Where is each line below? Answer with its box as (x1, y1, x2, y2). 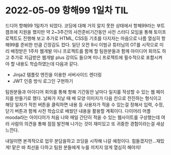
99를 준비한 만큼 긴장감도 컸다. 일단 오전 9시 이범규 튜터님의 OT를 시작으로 (9, 41, 159, 47)
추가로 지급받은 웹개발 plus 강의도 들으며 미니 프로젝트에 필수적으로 (10, 54, 145, 60)
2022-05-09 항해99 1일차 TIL (5, 5, 129, 16)
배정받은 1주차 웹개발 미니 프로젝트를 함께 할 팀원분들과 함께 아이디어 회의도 (10, 48, 161, 54)
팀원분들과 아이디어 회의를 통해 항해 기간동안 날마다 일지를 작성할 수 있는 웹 (5, 89, 155, 95)
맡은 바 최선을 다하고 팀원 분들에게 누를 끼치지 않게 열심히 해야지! (12, 144, 141, 150)
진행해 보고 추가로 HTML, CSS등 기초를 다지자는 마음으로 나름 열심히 (22, 35, 161, 41)
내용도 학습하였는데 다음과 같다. (16, 61, 79, 67)
